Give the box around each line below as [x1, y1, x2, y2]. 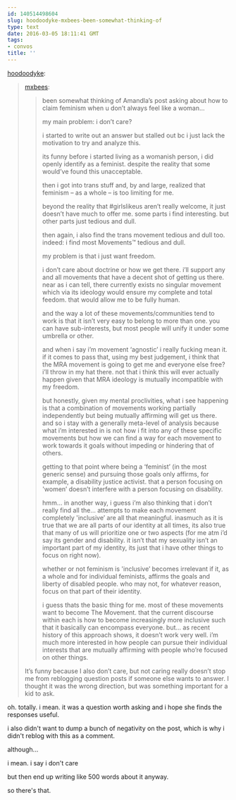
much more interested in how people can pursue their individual [42, 638, 228, 646]
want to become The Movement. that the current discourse [42, 608, 213, 617]
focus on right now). [42, 550, 101, 559]
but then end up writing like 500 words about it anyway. [7, 773, 169, 781]
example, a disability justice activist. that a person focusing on [42, 477, 223, 486]
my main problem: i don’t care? [42, 117, 132, 125]
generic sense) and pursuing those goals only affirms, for [42, 469, 209, 478]
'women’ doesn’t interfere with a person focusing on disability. [42, 484, 223, 493]
